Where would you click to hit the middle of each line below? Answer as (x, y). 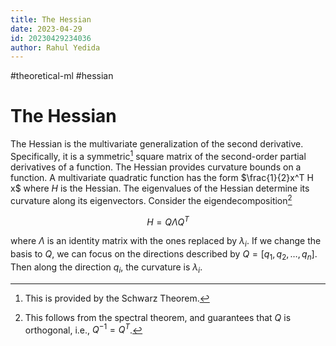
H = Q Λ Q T (168, 221)
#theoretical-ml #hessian (62, 76)
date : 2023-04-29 (46, 29)
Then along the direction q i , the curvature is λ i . (106, 268)
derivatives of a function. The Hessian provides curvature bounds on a (156, 167)
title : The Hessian (51, 19)
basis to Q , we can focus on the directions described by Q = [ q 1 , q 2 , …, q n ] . (164, 254)
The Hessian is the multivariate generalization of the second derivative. (157, 144)
